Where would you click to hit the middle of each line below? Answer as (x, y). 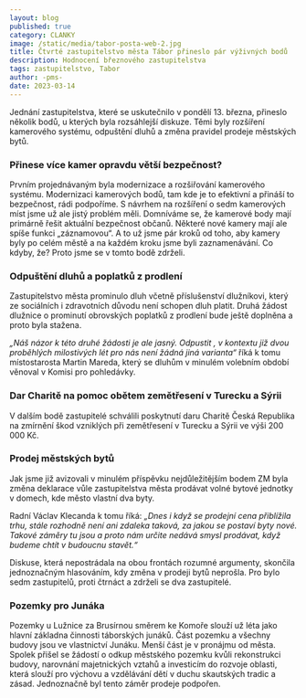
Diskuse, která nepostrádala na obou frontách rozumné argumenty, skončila (152, 562)
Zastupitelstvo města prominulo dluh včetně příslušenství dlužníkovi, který (149, 296)
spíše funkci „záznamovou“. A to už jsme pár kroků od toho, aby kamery (145, 233)
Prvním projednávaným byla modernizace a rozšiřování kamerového (137, 185)
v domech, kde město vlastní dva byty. (82, 498)
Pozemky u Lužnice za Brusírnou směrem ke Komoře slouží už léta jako (143, 626)
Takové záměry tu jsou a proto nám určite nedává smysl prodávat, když (145, 534)
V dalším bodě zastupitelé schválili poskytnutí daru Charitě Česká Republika (152, 416)
